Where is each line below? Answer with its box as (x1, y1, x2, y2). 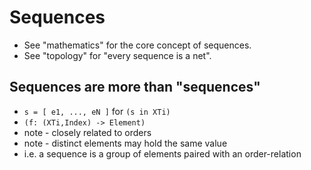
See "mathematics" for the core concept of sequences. (23, 39, 252, 51)
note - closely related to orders (23, 126, 152, 138)
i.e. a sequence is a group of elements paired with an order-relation (23, 147, 302, 160)
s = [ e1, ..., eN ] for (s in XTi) (23, 105, 171, 117)
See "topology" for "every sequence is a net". (23, 49, 212, 61)
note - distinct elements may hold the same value (23, 137, 228, 149)
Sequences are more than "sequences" (9, 79, 261, 96)
